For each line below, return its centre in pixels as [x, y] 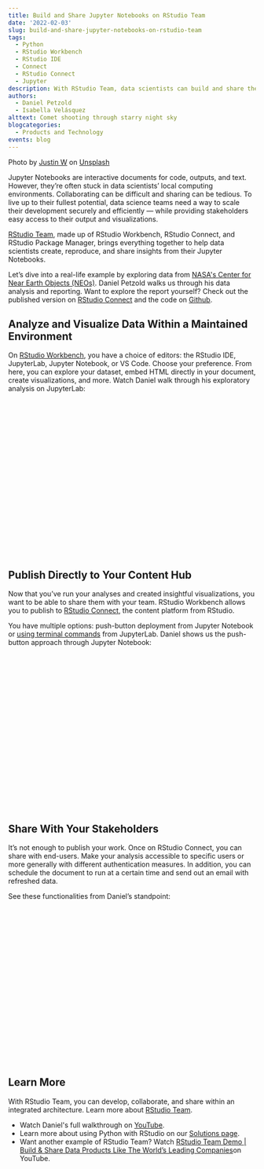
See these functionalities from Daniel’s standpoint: [90, 896]
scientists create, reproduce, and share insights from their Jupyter [115, 251]
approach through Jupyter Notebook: [91, 643]
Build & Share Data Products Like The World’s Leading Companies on [130, 1150]
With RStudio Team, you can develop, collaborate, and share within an [121, 1101]
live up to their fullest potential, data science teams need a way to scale [124, 202]
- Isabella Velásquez [51, 111]
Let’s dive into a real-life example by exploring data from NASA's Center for [130, 274]
